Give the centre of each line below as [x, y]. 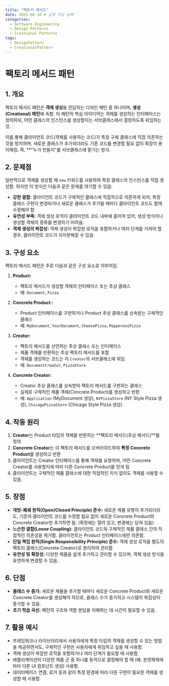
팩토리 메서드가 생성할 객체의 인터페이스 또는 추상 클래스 [75, 286]
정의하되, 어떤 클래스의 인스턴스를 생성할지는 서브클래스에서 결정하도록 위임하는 [83, 120]
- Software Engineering [35, 24]
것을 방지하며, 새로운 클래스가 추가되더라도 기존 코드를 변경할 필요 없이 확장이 [81, 143]
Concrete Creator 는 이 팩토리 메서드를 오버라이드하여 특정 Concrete [81, 448]
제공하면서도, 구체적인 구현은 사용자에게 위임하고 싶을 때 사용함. [80, 647]
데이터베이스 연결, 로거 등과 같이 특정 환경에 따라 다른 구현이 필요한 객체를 [85, 672]
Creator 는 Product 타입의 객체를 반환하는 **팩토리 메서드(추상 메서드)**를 [86, 435]
